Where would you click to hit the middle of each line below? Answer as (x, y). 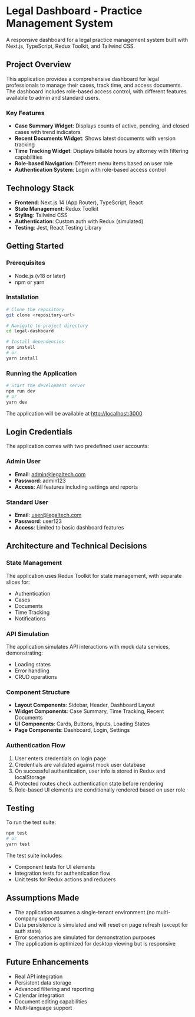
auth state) (28, 931)
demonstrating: (24, 653)
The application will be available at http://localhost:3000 (74, 413)
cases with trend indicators (47, 132)
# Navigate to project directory (47, 326)
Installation (23, 297)
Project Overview (39, 65)
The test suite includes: (34, 856)
